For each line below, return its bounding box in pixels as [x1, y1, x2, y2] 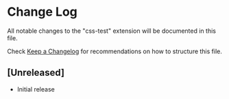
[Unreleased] [7, 67, 65, 79]
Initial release [16, 85, 55, 93]
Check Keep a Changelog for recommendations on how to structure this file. [7, 47, 223, 55]
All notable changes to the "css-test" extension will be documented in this [7, 27, 216, 35]
